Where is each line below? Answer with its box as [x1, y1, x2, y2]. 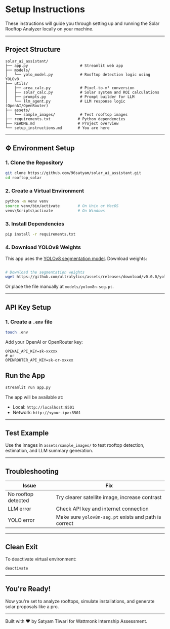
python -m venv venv [5, 199, 49, 204]
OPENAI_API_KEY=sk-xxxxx [5, 349, 58, 354]
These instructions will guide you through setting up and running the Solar [5, 20, 160, 26]
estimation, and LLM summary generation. [5, 448, 94, 454]
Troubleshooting [5, 467, 59, 476]
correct [56, 520, 73, 527]
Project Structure [5, 45, 61, 54]
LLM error [8, 505, 31, 512]
